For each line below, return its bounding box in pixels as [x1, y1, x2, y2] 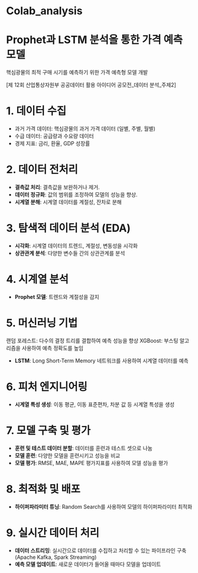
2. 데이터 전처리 [6, 163, 78, 176]
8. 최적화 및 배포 [6, 482, 81, 496]
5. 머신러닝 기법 [6, 316, 78, 330]
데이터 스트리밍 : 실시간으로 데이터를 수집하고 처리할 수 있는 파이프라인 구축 [14, 547, 187, 554]
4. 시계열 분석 [6, 273, 69, 286]
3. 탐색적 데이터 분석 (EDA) [6, 221, 131, 235]
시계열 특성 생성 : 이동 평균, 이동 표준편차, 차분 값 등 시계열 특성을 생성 [14, 400, 175, 408]
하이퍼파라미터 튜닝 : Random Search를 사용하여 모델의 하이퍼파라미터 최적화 [14, 503, 193, 510]
